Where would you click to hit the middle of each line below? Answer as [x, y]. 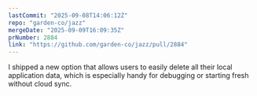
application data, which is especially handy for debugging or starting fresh [128, 76]
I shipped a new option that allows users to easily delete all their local [120, 67]
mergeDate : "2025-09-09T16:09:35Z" [66, 30]
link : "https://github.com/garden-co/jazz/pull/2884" [98, 45]
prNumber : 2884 [33, 37]
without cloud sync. [40, 84]
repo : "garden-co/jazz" [47, 23]
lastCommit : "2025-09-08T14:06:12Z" [68, 15]
